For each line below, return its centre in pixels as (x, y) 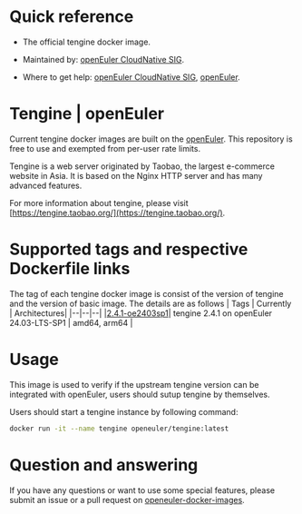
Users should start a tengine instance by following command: (124, 411)
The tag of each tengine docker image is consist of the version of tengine (146, 293)
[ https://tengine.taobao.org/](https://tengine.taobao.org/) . (117, 213)
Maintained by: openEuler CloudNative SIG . (103, 59)
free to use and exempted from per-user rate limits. (105, 148)
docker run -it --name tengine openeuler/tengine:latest (119, 429)
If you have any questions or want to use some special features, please (142, 490)
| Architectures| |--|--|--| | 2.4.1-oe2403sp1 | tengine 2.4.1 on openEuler (141, 313)
